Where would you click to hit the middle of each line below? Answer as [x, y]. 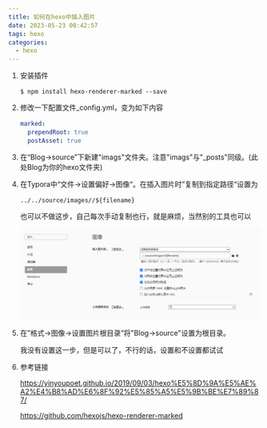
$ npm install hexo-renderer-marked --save [94, 92]
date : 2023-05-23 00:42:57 [53, 25]
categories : [28, 42]
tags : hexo [26, 34]
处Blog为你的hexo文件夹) [61, 167]
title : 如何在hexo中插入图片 [52, 17]
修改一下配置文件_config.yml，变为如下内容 [92, 107]
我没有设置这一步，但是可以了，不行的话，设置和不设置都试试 [122, 350]
